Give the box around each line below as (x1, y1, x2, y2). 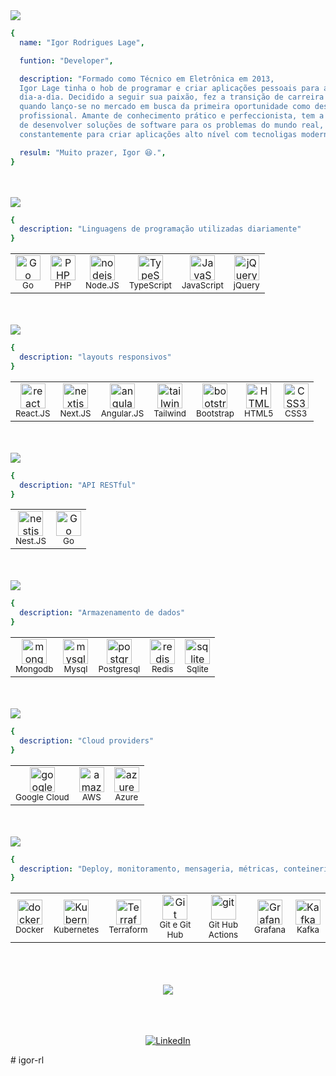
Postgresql (98, 664, 141, 674)
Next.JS (59, 407, 92, 419)
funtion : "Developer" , (19, 55, 114, 66)
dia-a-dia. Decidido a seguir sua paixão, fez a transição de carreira (19, 92, 325, 103)
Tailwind (153, 407, 187, 419)
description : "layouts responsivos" (19, 352, 172, 362)
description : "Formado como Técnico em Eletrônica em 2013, (19, 74, 275, 84)
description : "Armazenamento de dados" (19, 608, 186, 618)
